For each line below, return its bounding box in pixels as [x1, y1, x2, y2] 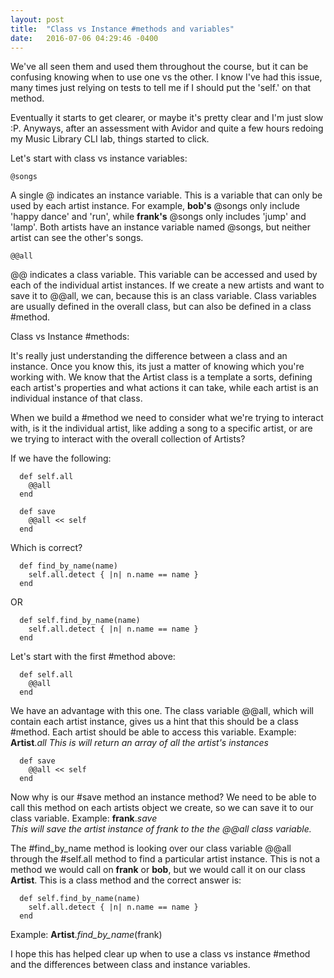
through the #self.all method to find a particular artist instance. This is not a [10, 853, 321, 865]
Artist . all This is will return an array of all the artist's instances [10, 737, 270, 749]
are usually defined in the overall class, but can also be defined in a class [10, 301, 312, 313]
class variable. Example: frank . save [10, 812, 158, 825]
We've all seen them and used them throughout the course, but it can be [10, 61, 309, 73]
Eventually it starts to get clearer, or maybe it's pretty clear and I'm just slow [10, 112, 324, 124]
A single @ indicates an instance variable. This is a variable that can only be [10, 189, 323, 201]
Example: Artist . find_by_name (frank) [10, 929, 163, 941]
